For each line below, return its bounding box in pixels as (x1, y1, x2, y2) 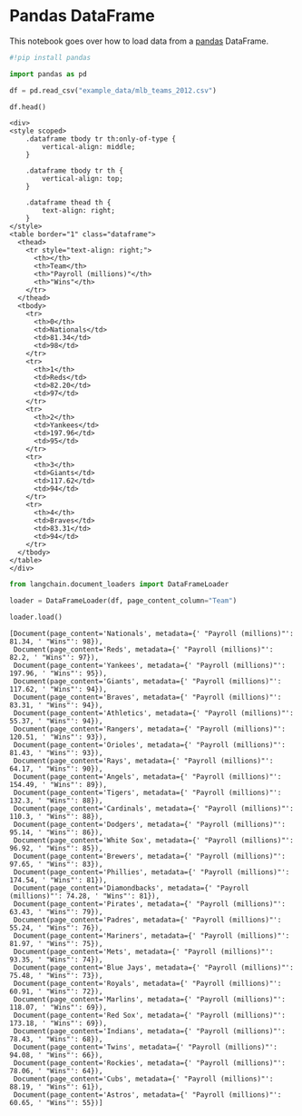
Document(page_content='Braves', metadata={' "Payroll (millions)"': (13, 693, 282, 702)
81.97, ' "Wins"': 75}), (9, 940, 103, 949)
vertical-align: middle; (42, 143, 136, 152)
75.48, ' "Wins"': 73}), (9, 972, 103, 981)
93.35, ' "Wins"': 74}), (9, 955, 103, 964)
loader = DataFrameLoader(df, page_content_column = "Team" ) (9, 596, 238, 605)
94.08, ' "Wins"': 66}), (9, 1051, 103, 1060)
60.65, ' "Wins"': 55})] (9, 1099, 103, 1108)
